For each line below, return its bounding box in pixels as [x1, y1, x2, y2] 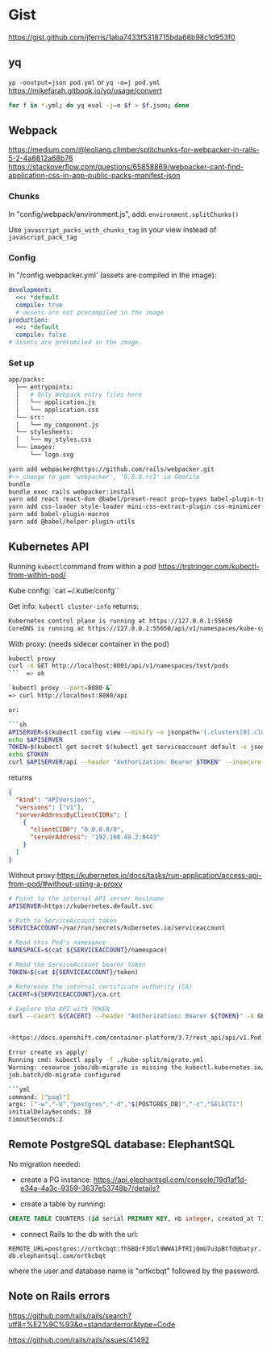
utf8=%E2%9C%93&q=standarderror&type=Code [8, 1319, 176, 1329]
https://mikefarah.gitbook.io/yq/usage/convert [8, 85, 163, 95]
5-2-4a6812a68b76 [8, 153, 73, 163]
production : [8, 316, 48, 324]
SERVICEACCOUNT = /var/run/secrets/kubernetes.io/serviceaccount [8, 924, 226, 932]
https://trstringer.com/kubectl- [158, 561, 260, 571]
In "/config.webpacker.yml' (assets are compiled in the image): [8, 270, 217, 280]
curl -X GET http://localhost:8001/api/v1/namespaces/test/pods [8, 662, 229, 670]
